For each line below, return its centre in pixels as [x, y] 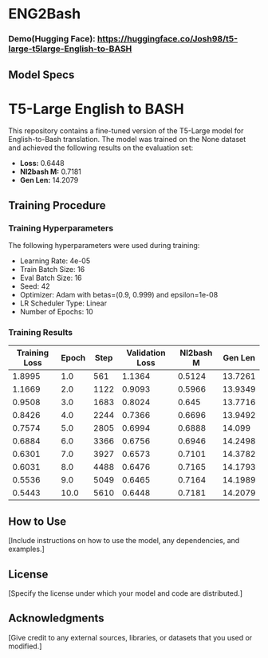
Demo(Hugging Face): [52, 39]
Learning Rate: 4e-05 [55, 261]
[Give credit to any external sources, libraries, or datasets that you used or [130, 637]
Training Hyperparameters [61, 228]
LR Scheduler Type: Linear [63, 303]
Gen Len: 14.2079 [49, 180]
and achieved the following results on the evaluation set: [101, 148]
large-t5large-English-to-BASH [70, 49]
